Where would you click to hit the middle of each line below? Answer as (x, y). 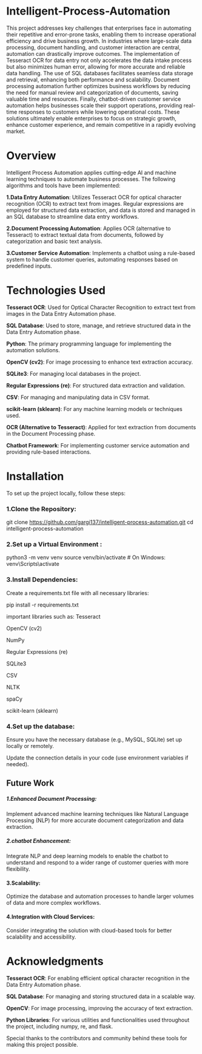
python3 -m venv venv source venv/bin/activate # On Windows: (86, 557)
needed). (18, 764)
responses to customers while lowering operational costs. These (99, 112)
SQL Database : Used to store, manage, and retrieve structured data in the (99, 325)
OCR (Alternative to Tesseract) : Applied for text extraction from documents (101, 427)
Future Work (30, 784)
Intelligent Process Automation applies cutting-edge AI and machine (92, 172)
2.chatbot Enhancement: (39, 841)
